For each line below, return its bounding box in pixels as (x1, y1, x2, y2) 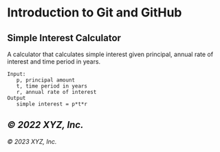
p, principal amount (16, 77, 76, 84)
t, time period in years (16, 83, 88, 90)
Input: (7, 71, 26, 77)
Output (7, 94, 26, 101)
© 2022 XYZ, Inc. (7, 119, 84, 131)
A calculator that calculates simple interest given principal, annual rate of (7, 50, 214, 58)
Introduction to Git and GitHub (7, 5, 182, 21)
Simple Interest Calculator (7, 32, 122, 44)
